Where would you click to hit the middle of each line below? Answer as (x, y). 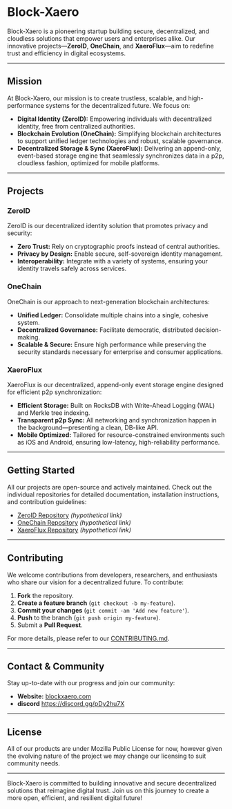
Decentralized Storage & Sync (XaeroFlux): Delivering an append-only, (119, 148)
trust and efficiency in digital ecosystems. (67, 53)
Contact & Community (56, 667)
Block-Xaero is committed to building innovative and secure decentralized (112, 783)
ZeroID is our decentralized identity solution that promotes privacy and (108, 226)
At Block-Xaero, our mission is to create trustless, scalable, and (97, 98)
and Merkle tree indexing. (54, 413)
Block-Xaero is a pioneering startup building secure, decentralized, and (108, 31)
